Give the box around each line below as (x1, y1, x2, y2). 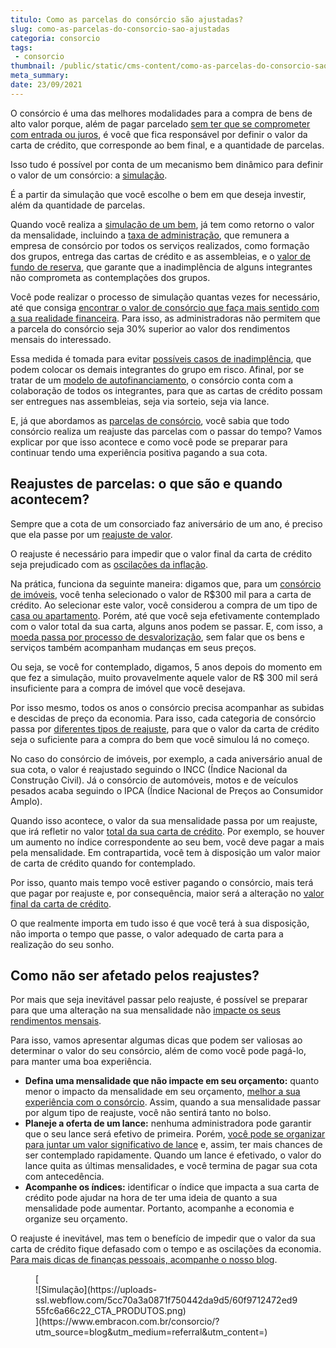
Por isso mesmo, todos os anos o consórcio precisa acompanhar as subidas (10, 701, 325, 713)
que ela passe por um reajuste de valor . (10, 528, 173, 540)
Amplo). (10, 795, 43, 807)
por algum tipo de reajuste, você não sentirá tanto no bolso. (24, 1107, 272, 1119)
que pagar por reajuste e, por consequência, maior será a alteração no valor (10, 887, 325, 899)
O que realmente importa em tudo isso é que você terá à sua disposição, (10, 917, 310, 929)
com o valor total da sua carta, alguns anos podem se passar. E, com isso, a (10, 620, 323, 632)
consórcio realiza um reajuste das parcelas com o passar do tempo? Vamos (10, 425, 323, 437)
